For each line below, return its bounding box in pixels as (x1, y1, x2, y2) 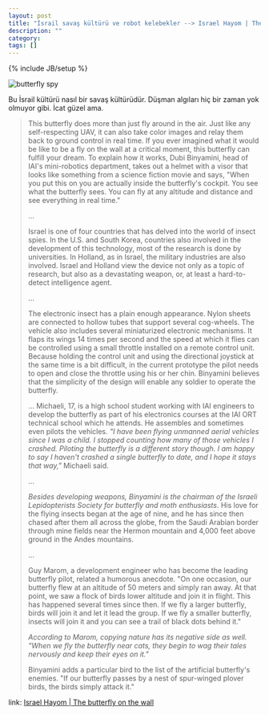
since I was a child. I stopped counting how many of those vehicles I (27, 435, 254, 445)
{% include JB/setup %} (8, 63, 88, 73)
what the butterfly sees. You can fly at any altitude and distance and (27, 187, 254, 197)
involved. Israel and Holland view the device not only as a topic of (27, 261, 245, 270)
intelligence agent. (50, 278, 112, 287)
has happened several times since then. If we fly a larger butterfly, (27, 599, 247, 610)
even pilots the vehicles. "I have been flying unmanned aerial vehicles (27, 427, 259, 437)
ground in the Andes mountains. (27, 534, 134, 544)
